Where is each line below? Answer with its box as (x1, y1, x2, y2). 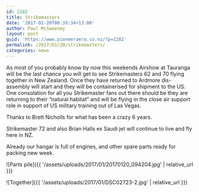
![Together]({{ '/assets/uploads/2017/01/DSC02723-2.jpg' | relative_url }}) (6, 178, 188, 185)
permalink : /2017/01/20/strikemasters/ (6, 42, 106, 48)
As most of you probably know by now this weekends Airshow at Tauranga (6, 64, 190, 71)
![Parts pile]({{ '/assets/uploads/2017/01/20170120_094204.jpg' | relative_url (6, 160, 194, 168)
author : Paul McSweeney (6, 25, 66, 32)
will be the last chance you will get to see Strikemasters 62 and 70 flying (6, 70, 184, 78)
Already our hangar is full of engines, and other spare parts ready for (6, 143, 176, 150)
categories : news (6, 48, 50, 54)
